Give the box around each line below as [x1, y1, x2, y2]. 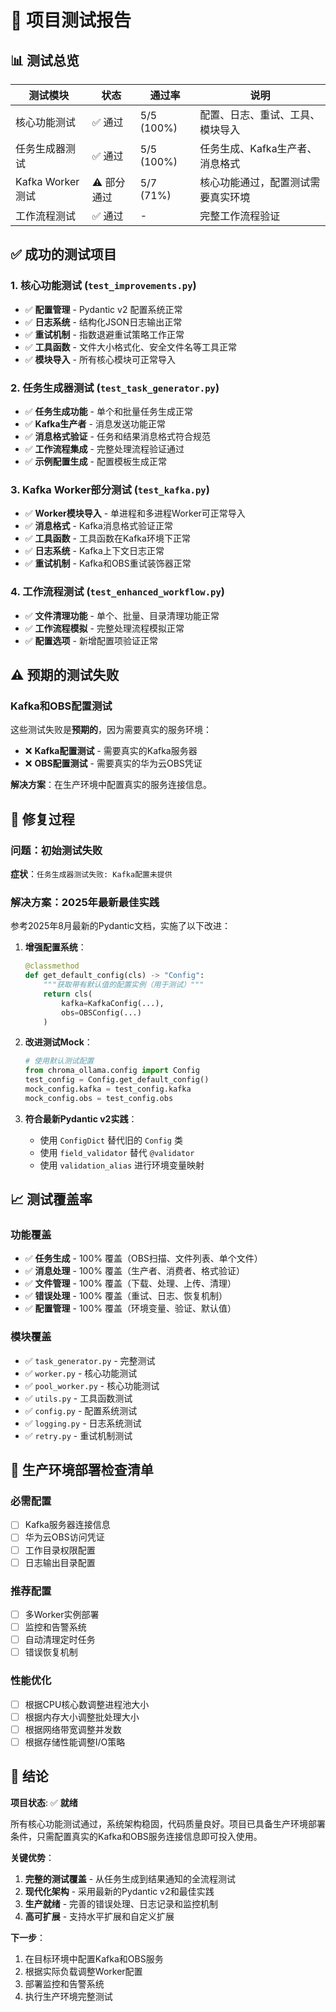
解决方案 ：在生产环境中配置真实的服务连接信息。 [10, 779, 212, 791]
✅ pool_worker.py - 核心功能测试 [24, 1379, 160, 1391]
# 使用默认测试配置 [24, 1056, 95, 1066]
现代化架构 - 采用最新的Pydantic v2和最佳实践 [24, 1885, 215, 1897]
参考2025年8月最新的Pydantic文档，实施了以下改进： [10, 920, 232, 932]
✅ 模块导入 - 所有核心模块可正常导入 [24, 353, 176, 365]
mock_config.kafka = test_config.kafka [24, 1084, 192, 1094]
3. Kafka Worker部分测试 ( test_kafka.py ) [10, 482, 210, 496]
